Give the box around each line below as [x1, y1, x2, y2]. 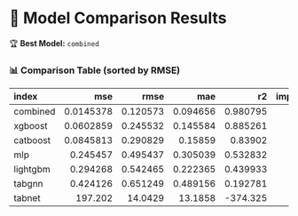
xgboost [13, 120, 48, 132]
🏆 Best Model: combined [9, 37, 99, 48]
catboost [13, 134, 51, 147]
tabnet [13, 192, 42, 204]
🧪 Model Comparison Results [9, 8, 228, 28]
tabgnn [13, 178, 43, 190]
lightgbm [13, 164, 51, 176]
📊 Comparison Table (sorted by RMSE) [9, 64, 180, 76]
